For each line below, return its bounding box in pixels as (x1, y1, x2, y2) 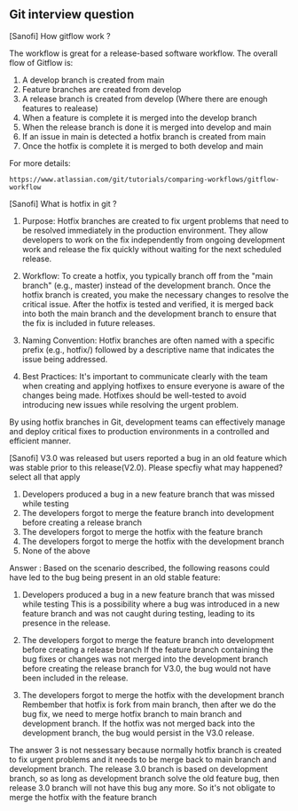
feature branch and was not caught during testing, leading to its (21, 608, 255, 618)
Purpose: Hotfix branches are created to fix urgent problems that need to (21, 215, 289, 226)
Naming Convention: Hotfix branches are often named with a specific (21, 335, 275, 346)
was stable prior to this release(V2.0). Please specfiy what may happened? (9, 462, 284, 473)
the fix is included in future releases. (21, 317, 155, 328)
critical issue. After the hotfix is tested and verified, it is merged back (21, 298, 274, 309)
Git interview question (9, 7, 135, 22)
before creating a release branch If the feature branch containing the (21, 644, 274, 655)
